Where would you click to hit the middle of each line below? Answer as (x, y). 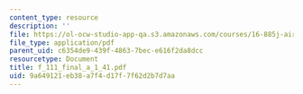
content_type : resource (54, 17)
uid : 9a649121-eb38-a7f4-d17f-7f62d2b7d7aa (92, 76)
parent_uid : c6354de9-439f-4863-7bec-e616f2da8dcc (106, 51)
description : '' (40, 26)
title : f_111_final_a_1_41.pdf (68, 68)
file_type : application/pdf (62, 43)
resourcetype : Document (54, 59)
